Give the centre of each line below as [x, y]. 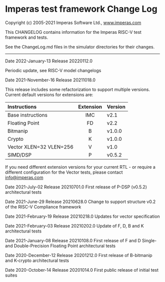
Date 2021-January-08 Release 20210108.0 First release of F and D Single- [81, 240]
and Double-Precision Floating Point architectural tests [60, 246]
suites [11, 275]
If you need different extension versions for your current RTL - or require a [80, 167]
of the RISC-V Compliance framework [43, 206]
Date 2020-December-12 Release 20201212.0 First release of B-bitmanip [79, 255]
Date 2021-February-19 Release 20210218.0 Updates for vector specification [82, 216]
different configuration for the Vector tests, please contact [64, 172]
